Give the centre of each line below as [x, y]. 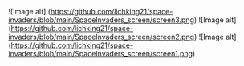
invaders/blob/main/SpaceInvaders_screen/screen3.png [102, 20]
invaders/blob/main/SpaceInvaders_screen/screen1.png [101, 54]
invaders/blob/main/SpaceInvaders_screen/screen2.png [102, 37]
